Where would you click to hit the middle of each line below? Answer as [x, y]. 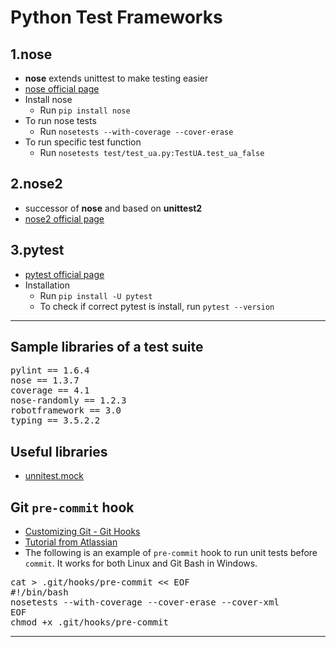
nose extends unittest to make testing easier [116, 78]
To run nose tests [60, 120]
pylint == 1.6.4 [50, 370]
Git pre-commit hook [72, 507]
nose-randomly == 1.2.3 [68, 400]
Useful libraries [59, 451]
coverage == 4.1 [50, 390]
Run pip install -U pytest [96, 295]
